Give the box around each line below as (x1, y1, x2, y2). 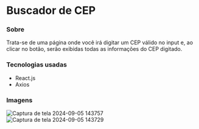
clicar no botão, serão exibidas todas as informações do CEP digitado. (6, 45, 183, 53)
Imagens (6, 96, 33, 104)
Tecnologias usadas (6, 61, 67, 69)
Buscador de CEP (6, 4, 96, 18)
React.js (15, 74, 36, 82)
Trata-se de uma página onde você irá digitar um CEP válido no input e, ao (6, 39, 194, 46)
